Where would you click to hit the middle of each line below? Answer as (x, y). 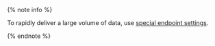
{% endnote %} (29, 36)
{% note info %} (30, 10)
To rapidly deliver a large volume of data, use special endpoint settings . (108, 23)
